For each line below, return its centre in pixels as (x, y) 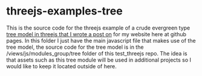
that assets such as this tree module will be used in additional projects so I (99, 60)
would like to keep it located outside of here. (61, 66)
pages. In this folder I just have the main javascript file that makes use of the (101, 40)
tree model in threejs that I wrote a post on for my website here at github (96, 34)
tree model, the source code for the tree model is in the (75, 47)
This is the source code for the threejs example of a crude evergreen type (98, 28)
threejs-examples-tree (64, 11)
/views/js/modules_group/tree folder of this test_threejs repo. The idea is (97, 53)
